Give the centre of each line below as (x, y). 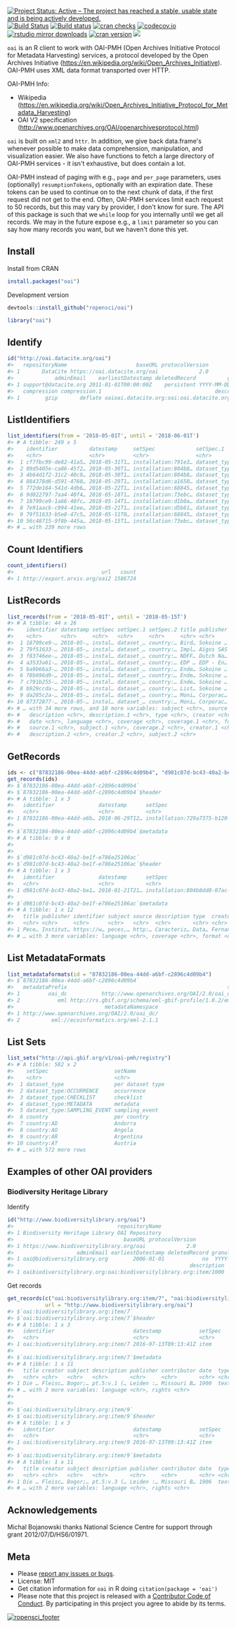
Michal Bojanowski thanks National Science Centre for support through (110, 1527)
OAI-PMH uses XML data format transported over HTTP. (89, 70)
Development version (38, 295)
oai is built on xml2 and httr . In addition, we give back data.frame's (105, 141)
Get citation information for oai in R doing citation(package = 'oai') (117, 1588)
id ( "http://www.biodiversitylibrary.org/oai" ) (77, 1220)
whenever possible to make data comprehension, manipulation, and (105, 148)
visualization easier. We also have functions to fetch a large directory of (111, 156)
